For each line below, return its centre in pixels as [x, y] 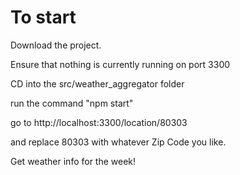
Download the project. [56, 45]
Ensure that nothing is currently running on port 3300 [120, 64]
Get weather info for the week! [73, 161]
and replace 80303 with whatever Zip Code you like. [118, 142]
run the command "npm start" [72, 103]
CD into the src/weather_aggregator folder [97, 83]
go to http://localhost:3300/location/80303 [99, 122]
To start [43, 17]
